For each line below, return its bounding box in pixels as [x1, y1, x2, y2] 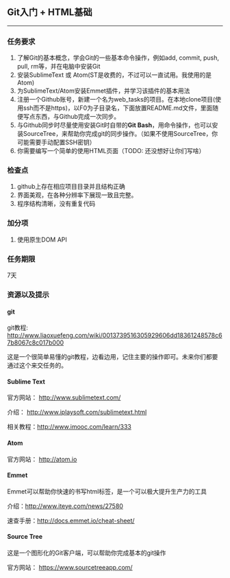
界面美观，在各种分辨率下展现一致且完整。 [16, 191, 138, 199]
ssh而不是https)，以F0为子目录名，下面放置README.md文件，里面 [23, 104, 213, 112]
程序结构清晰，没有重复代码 [16, 200, 96, 208]
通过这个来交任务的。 [7, 361, 67, 369]
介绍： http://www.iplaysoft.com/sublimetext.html [7, 408, 147, 417]
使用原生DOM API [16, 235, 67, 244]
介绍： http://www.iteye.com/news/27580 [7, 502, 123, 510]
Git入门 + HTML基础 [7, 6, 92, 19]
